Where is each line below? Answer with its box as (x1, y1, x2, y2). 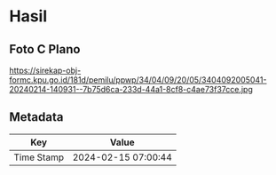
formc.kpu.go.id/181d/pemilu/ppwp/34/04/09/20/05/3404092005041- (9, 75, 267, 85)
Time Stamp (13, 151, 65, 163)
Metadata (9, 109, 64, 125)
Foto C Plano (9, 42, 81, 57)
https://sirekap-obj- (9, 65, 82, 76)
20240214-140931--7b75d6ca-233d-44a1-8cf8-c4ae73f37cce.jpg (9, 84, 253, 94)
